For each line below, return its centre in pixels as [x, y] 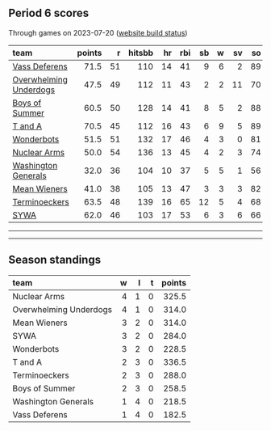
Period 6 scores [49, 13]
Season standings [55, 260]
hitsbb [141, 53]
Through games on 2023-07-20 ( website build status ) [98, 32]
